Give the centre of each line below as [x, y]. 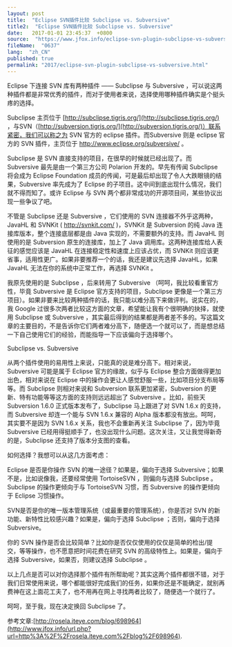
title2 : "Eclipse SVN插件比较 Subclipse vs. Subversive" [90, 26]
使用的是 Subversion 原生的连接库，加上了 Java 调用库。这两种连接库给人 [112, 242]
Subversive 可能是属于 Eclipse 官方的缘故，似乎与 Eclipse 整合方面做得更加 [114, 371]
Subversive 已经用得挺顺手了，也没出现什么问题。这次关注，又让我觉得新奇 [115, 431]
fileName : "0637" [33, 46]
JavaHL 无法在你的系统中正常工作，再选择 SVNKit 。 [82, 268]
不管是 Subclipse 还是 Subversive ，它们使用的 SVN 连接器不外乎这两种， [112, 216]
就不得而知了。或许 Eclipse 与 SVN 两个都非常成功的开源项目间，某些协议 [112, 193]
